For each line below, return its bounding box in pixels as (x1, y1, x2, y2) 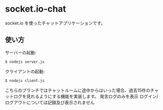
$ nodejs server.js (5, 59, 45, 64)
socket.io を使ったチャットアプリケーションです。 (5, 20, 105, 26)
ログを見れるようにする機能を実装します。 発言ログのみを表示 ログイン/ (13, 93, 159, 99)
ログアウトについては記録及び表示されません (5, 99, 95, 105)
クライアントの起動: (5, 68, 45, 74)
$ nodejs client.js (5, 78, 45, 83)
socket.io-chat (5, 3, 66, 15)
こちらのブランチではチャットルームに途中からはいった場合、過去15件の (5, 87, 150, 93)
